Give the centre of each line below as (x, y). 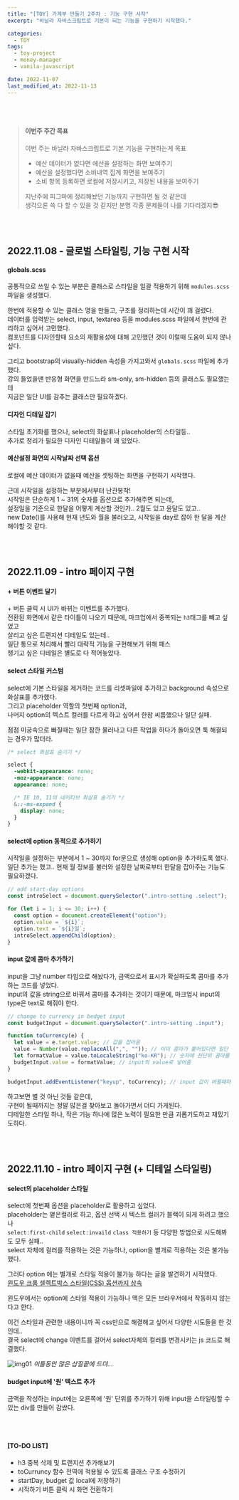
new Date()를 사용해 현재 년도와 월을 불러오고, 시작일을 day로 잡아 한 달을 (110, 517)
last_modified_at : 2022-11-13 (52, 86)
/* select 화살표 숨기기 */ (44, 752)
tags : (15, 47)
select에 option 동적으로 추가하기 (54, 841)
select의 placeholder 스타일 (48, 1188)
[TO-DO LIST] (28, 1445)
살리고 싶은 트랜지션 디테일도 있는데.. (59, 635)
